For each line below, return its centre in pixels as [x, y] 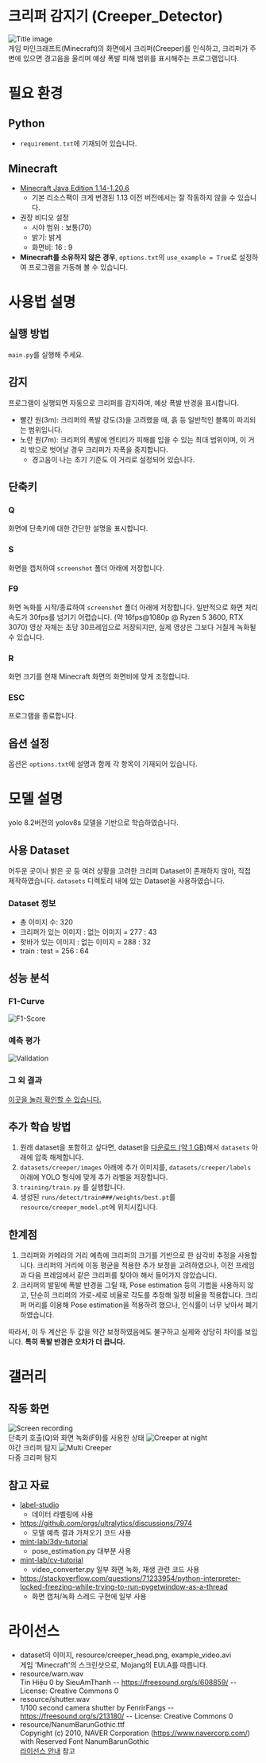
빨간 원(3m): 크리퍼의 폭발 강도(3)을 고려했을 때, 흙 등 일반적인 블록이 [127, 419]
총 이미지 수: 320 [46, 922]
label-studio [39, 1505]
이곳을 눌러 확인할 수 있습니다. [55, 1099]
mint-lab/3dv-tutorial [54, 1542]
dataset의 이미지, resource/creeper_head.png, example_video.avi [125, 1655]
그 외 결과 [25, 1080]
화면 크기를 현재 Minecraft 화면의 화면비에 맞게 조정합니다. [99, 676]
